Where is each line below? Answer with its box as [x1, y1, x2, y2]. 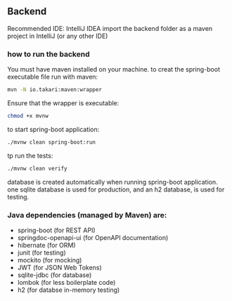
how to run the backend [7, 49, 90, 59]
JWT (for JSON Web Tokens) [17, 263, 102, 272]
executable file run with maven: [7, 73, 98, 81]
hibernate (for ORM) [17, 241, 76, 249]
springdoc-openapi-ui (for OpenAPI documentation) [17, 233, 169, 241]
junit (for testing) [17, 248, 67, 257]
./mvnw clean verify [7, 165, 68, 172]
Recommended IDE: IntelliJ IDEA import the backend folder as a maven [7, 24, 213, 32]
